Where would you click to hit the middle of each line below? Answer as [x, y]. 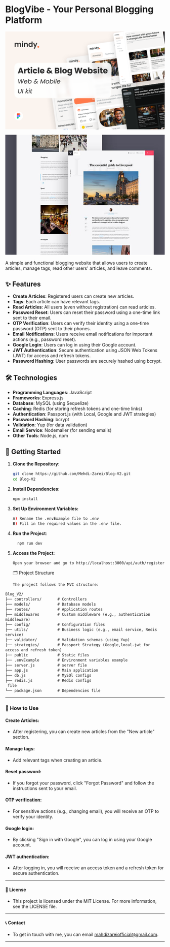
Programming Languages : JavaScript [52, 393]
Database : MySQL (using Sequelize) [51, 403]
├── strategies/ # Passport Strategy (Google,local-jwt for [78, 645]
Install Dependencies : [36, 489]
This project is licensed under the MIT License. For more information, [84, 901]
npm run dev [30, 544]
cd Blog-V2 [24, 479]
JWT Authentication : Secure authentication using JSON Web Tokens [85, 350]
